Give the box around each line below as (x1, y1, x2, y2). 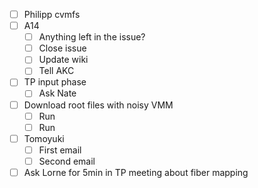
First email (38, 144, 82, 156)
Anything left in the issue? (38, 31, 146, 43)
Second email (38, 155, 96, 167)
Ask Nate (38, 87, 77, 99)
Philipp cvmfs (23, 9, 81, 20)
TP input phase (23, 76, 87, 88)
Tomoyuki (23, 132, 65, 144)
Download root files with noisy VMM (23, 99, 174, 111)
